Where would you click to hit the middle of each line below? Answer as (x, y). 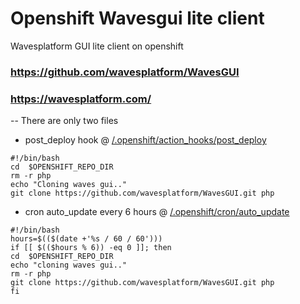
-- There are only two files (64, 121)
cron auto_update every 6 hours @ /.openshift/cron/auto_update (157, 212)
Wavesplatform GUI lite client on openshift (97, 46)
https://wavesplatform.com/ (81, 99)
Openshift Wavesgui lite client (137, 18)
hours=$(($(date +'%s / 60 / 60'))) (86, 239)
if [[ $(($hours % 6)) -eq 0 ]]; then (91, 248)
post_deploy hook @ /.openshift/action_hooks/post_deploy (145, 140)
